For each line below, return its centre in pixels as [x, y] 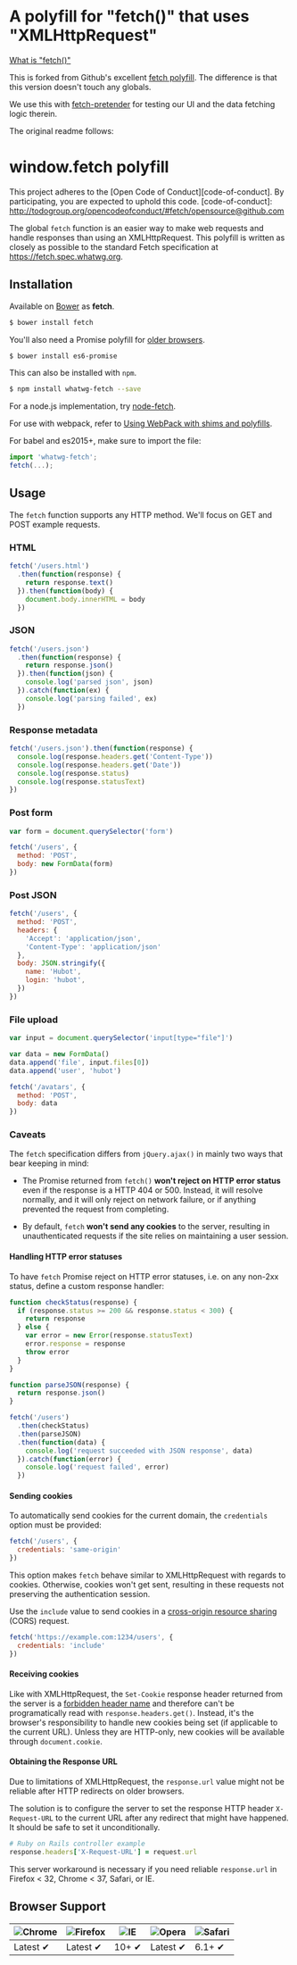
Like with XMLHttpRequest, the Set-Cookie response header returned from [146, 1694]
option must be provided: [55, 1525]
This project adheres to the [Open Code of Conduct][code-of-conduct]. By [147, 192]
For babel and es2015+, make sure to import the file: [105, 441]
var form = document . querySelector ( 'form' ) [91, 831]
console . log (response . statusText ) [81, 782]
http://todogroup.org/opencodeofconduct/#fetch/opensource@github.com [147, 211]
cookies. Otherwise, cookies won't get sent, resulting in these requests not [147, 1584]
